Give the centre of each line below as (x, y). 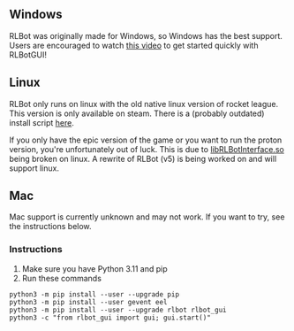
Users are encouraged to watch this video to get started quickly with (134, 45)
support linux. (34, 168)
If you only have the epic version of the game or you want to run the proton (146, 140)
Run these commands (61, 278)
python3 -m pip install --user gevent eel (88, 302)
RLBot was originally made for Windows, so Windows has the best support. (146, 35)
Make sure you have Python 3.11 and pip (94, 268)
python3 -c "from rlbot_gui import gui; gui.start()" (110, 318)
